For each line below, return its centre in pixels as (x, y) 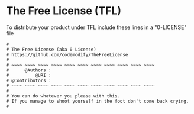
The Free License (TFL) (64, 11)
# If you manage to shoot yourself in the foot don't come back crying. (98, 101)
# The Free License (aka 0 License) (51, 49)
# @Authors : (29, 70)
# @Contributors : (29, 80)
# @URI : (29, 75)
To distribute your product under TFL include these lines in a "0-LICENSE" (96, 27)
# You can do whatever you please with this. (63, 96)
